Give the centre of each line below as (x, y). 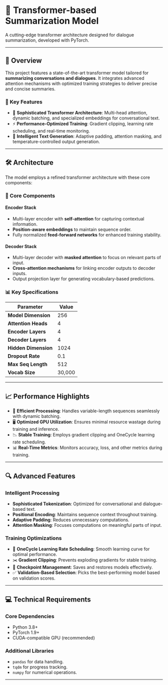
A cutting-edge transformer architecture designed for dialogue (70, 35)
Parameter (30, 307)
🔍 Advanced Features (40, 476)
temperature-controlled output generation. (56, 142)
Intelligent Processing (32, 493)
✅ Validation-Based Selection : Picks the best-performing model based (86, 573)
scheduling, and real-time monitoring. (51, 131)
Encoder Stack (21, 207)
